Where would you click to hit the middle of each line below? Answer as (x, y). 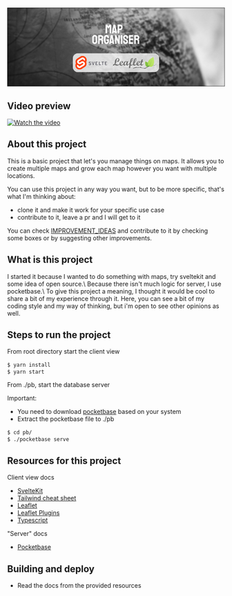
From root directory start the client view (64, 352)
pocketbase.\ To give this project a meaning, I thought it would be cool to (111, 291)
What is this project (50, 260)
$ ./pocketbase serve (38, 440)
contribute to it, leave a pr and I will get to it (79, 217)
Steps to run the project (59, 335)
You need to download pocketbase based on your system (99, 412)
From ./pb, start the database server (59, 385)
